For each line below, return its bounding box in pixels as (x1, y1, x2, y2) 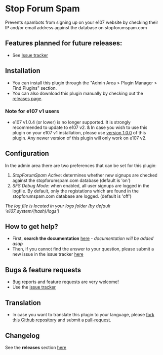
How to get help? (5, 223, 58, 231)
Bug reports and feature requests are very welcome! (12, 279, 119, 285)
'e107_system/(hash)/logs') (5, 208, 60, 214)
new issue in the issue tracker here (12, 251, 84, 257)
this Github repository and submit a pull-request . (12, 317, 112, 323)
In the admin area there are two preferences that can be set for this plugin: (5, 162, 157, 169)
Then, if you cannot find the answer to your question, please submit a (12, 246, 154, 252)
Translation (5, 298, 41, 307)
